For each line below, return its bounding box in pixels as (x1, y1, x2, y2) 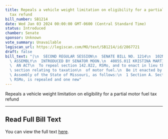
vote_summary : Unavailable (5, 40, 61, 45)
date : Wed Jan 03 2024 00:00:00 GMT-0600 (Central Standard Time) (5, 21, 146, 26)
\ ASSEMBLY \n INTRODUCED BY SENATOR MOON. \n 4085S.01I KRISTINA (9, 58, 151, 63)
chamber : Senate (5, 30, 39, 35)
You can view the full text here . (5, 128, 69, 134)
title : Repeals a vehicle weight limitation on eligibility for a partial (5, 7, 164, 12)
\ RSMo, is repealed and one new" (9, 77, 81, 82)
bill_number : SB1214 (5, 16, 48, 21)
